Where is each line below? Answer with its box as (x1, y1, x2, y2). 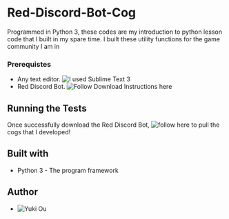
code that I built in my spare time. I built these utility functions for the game (7, 34, 221, 43)
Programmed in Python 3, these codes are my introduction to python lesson (7, 28, 223, 36)
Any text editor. (17, 75, 61, 83)
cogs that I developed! (7, 128, 71, 136)
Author (7, 186, 38, 198)
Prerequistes (7, 59, 52, 69)
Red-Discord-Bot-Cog (7, 5, 137, 21)
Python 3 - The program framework (17, 166, 119, 174)
